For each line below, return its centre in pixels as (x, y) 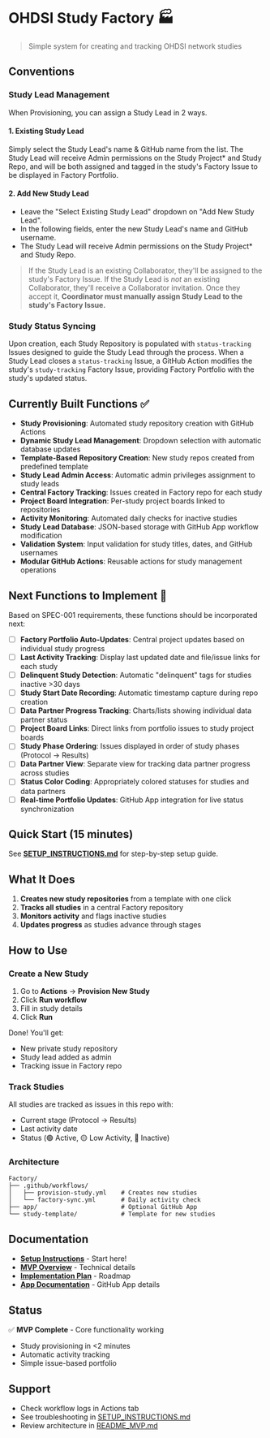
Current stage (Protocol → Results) (78, 1121)
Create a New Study (49, 974)
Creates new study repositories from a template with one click (126, 899)
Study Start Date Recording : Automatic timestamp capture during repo (139, 693)
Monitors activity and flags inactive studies (93, 916)
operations (38, 570)
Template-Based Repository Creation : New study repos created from (137, 458)
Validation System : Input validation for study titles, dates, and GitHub (136, 544)
